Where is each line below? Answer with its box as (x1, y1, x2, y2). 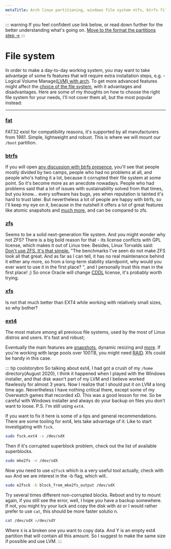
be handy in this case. (5, 355, 52, 361)
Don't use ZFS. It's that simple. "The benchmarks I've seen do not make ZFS (5, 248, 165, 254)
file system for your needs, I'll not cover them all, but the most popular (5, 94, 153, 100)
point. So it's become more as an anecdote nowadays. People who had (5, 180, 154, 186)
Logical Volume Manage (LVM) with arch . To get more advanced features (5, 78, 158, 84)
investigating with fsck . (5, 424, 54, 430)
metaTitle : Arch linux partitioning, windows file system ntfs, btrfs (5, 7, 158, 13)
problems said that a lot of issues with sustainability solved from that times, (5, 186, 163, 192)
